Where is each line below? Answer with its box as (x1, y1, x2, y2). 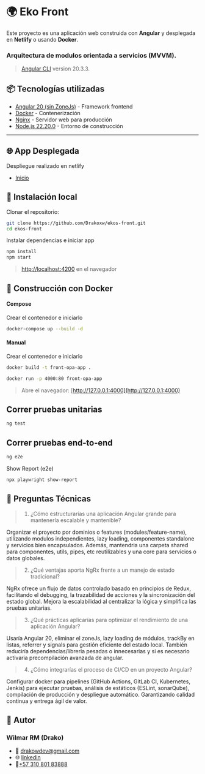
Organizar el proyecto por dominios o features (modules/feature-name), (6, 528, 187, 536)
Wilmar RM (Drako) (6, 733, 64, 742)
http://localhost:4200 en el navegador (21, 265, 117, 273)
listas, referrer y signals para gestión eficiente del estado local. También (6, 641, 188, 648)
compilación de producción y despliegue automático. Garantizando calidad (6, 691, 195, 698)
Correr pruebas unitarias (6, 404, 103, 414)
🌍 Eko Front (6, 5, 69, 19)
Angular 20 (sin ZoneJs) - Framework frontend (15, 103, 133, 110)
